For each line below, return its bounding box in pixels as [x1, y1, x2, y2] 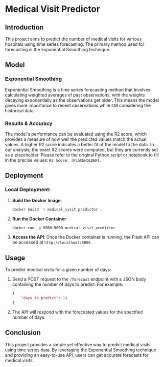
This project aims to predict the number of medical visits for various [5, 36, 142, 42]
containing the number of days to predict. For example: [12, 281, 123, 287]
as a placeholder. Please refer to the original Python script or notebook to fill [5, 152, 159, 158]
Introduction [5, 23, 44, 31]
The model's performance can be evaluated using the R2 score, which [5, 131, 147, 137]
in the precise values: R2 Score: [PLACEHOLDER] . [5, 157, 101, 163]
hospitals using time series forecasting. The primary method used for [5, 41, 144, 47]
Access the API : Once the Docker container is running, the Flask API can [12, 234, 160, 240]
